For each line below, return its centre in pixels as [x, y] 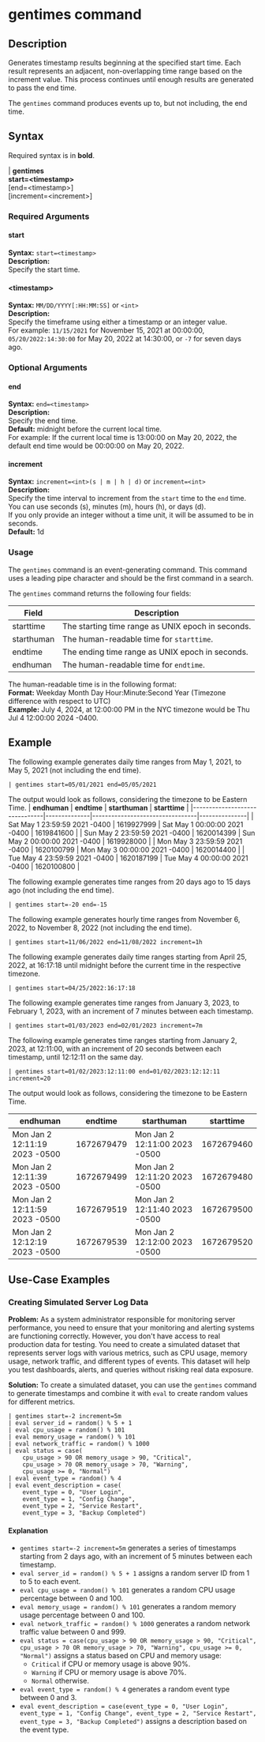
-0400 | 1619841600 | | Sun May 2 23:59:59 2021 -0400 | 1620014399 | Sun [132, 833]
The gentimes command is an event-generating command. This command [127, 570]
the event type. [44, 1730]
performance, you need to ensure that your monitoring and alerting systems [131, 1328]
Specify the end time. [43, 421]
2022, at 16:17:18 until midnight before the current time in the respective [125, 965]
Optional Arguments [48, 367]
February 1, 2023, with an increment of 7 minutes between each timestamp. [131, 1011]
